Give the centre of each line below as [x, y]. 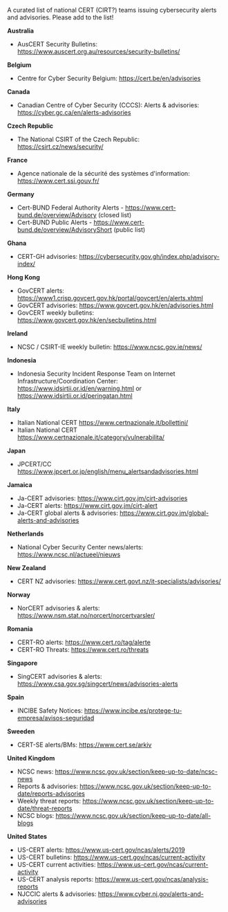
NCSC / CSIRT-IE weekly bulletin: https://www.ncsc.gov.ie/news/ [110, 347]
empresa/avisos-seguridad [56, 718]
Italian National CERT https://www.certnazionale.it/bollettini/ [103, 422]
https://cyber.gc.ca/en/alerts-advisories [74, 112]
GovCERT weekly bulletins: [56, 313]
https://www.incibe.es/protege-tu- [133, 711]
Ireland [18, 334]
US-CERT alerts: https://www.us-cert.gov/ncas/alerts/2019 [101, 850]
